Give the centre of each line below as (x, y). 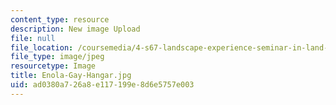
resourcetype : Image (53, 66)
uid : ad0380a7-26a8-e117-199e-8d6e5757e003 (102, 85)
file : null (33, 38)
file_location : (42, 47)
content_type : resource (60, 19)
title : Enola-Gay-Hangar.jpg (71, 76)
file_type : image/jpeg (57, 57)
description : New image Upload (75, 29)
